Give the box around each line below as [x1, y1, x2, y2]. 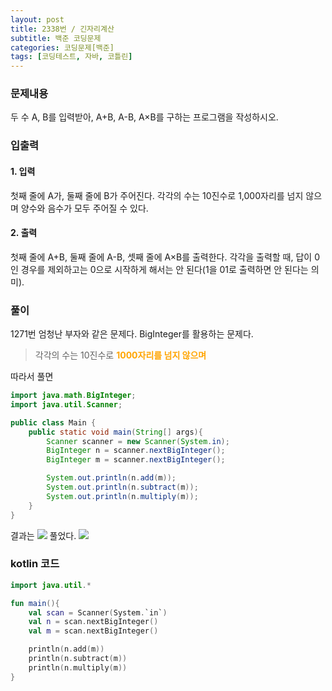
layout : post [10, 14, 65, 25]
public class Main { [10, 417, 97, 428]
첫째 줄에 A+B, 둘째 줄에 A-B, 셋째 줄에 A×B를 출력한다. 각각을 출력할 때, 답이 [10, 251, 313, 263]
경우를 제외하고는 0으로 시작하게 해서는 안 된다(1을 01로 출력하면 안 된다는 [20, 263, 309, 275]
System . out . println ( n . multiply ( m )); [46, 491, 199, 501]
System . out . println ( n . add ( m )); [46, 473, 177, 483]
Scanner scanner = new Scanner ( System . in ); [46, 436, 230, 446]
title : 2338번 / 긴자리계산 [10, 24, 115, 34]
